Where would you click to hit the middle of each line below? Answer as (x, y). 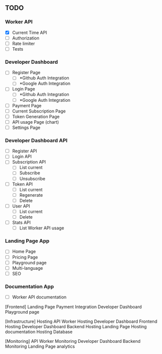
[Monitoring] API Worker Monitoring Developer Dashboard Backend (73, 341)
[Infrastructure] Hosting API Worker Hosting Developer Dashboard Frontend (81, 321)
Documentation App (30, 286)
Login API (22, 157)
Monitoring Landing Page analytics (40, 346)
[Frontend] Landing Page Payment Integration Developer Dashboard (73, 307)
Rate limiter (23, 43)
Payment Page (27, 105)
